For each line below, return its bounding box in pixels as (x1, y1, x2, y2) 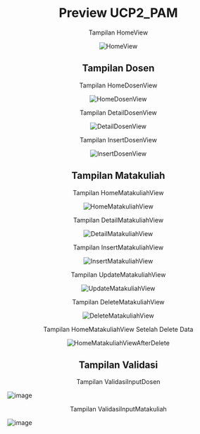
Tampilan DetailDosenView (80, 108, 157, 117)
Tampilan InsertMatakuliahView (73, 243, 164, 252)
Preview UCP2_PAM (58, 5, 178, 21)
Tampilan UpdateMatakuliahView (70, 270, 166, 279)
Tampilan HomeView (88, 28, 149, 37)
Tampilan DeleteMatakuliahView (72, 297, 165, 306)
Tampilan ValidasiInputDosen (76, 378, 161, 386)
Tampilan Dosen (82, 62, 155, 75)
